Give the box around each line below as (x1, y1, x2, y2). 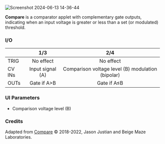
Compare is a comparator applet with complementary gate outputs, (5, 14, 142, 20)
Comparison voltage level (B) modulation (63, 66, 158, 72)
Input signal (29, 66, 56, 72)
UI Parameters (5, 95, 40, 101)
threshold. (5, 24, 26, 30)
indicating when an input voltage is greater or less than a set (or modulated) (5, 20, 159, 25)
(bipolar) (100, 72, 120, 78)
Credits (5, 118, 23, 124)
